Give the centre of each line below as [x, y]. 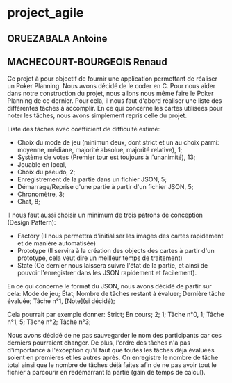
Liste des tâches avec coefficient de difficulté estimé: [84, 129]
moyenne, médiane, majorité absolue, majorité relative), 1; [100, 150]
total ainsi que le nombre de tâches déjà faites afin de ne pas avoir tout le [112, 365]
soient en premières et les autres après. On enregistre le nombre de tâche [113, 358]
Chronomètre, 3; [41, 194]
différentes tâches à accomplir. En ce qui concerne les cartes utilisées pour [115, 108]
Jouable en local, [42, 165]
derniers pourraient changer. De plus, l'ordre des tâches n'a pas [99, 343]
